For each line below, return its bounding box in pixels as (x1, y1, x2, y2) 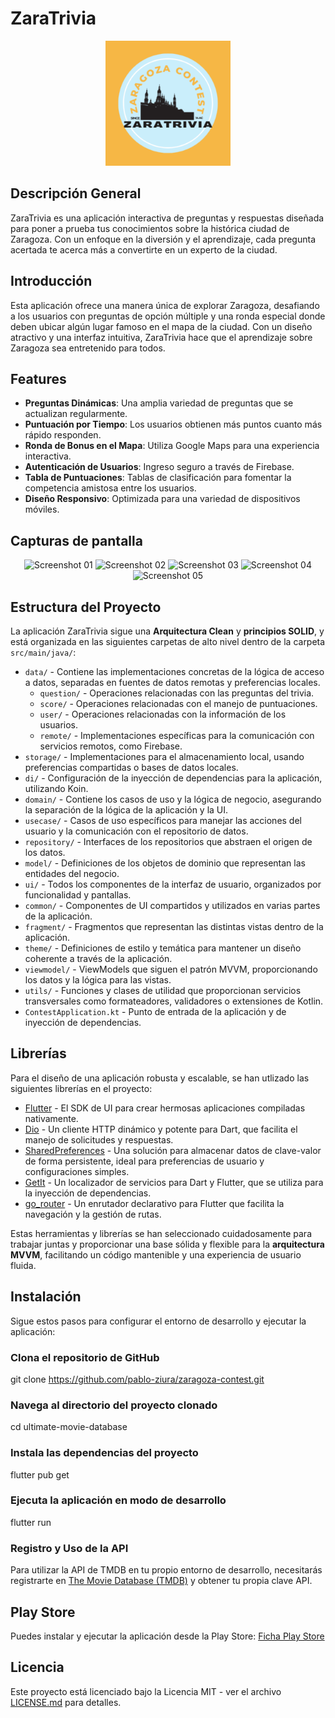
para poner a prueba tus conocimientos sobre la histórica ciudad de (10, 222, 290, 234)
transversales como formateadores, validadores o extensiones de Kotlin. (24, 995, 324, 1007)
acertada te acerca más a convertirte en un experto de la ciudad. (10, 243, 278, 256)
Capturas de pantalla (10, 532, 143, 549)
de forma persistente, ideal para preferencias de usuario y (24, 1155, 265, 1167)
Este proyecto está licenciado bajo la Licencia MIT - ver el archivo (10, 1685, 282, 1697)
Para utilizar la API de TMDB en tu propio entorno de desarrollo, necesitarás (10, 1564, 323, 1576)
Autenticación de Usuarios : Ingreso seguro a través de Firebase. (24, 461, 295, 473)
